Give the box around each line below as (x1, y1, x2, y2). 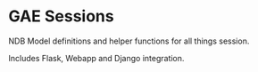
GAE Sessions (8, 6, 114, 27)
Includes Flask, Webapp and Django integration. (8, 52, 185, 63)
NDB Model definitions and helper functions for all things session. (8, 36, 250, 46)
